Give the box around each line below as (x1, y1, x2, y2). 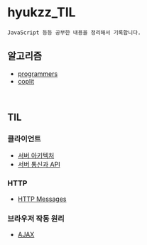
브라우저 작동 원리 (7, 214, 65, 224)
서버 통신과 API (17, 160, 60, 169)
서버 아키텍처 (17, 151, 55, 160)
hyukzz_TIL (7, 4, 76, 21)
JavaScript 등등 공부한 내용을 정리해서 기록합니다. (7, 29, 141, 36)
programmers (17, 69, 58, 78)
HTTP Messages (17, 195, 67, 203)
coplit (17, 77, 35, 85)
